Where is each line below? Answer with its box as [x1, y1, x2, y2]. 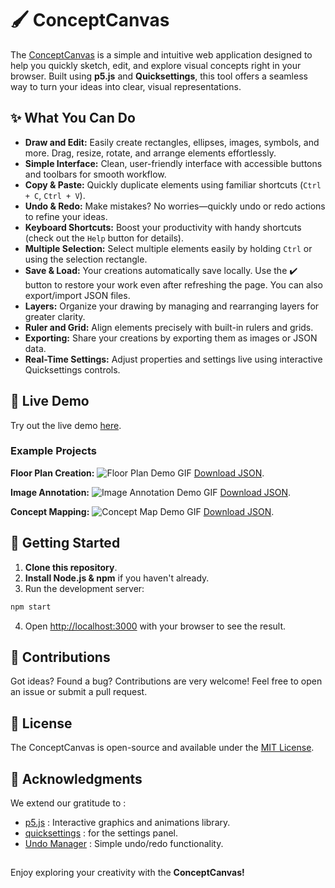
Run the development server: [24, 582, 145, 594]
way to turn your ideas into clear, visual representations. [10, 80, 242, 92]
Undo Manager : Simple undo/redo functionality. [24, 837, 224, 849]
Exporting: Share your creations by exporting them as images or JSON [24, 332, 318, 344]
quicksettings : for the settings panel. [24, 827, 179, 839]
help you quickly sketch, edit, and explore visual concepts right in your [10, 59, 302, 71]
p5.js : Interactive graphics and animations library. [24, 816, 231, 828]
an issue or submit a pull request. [10, 686, 148, 698]
